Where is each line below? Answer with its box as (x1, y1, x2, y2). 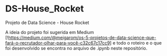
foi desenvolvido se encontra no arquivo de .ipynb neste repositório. (5, 45, 148, 51)
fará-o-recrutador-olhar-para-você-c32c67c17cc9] (5, 39, 112, 45)
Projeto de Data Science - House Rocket (5, 19, 90, 25)
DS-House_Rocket (5, 3, 85, 14)
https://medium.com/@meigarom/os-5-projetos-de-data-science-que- (8, 34, 156, 40)
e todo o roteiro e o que (112, 39, 162, 45)
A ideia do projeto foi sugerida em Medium (5, 29, 94, 35)
